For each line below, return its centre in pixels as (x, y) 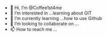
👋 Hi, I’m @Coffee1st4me (36, 8)
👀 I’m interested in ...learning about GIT (51, 13)
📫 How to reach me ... (33, 29)
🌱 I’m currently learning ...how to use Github (56, 18)
